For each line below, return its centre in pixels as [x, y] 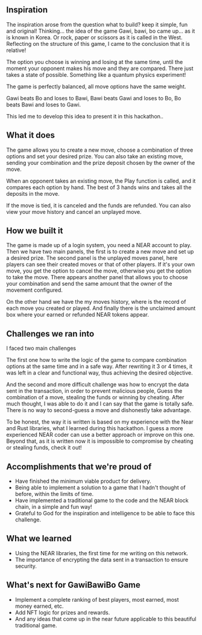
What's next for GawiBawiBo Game [73, 585]
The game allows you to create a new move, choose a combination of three [100, 150]
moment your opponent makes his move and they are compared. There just [100, 68]
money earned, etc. [39, 606]
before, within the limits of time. [54, 494]
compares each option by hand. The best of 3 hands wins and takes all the [99, 187]
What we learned [39, 539]
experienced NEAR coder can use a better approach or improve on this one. [100, 435]
